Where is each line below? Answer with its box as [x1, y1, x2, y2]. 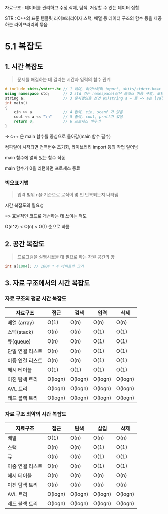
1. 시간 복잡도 [5, 62, 43, 71]
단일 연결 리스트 [7, 348, 43, 355]
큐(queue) [7, 338, 31, 345]
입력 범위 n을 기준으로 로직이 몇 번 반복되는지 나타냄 [17, 192, 119, 198]
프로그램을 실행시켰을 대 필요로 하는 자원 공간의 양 [17, 254, 115, 260]
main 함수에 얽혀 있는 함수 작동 [5, 154, 66, 160]
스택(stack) [7, 328, 34, 335]
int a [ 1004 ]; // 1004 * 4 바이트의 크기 [5, 264, 84, 269]
